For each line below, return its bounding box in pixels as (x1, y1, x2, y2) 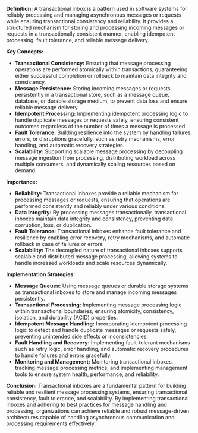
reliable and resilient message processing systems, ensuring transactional (6, 388, 187, 396)
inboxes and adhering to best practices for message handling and (6, 401, 168, 408)
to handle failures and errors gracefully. (14, 352, 112, 359)
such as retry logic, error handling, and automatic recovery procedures (14, 346, 189, 352)
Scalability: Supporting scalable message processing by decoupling (14, 148, 183, 155)
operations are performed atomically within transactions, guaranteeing (14, 66, 188, 73)
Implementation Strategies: (6, 271, 76, 278)
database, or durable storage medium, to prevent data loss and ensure (14, 97, 188, 105)
